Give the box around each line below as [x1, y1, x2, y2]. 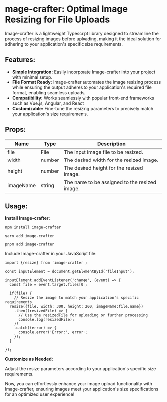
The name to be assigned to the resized [64, 179, 157, 186]
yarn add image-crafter [5, 234, 55, 239]
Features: [5, 56, 36, 64]
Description [97, 140, 126, 147]
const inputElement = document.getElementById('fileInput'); [5, 269, 135, 274]
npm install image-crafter [5, 225, 61, 230]
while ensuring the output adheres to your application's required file [12, 84, 152, 90]
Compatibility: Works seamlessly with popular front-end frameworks [12, 95, 154, 101]
